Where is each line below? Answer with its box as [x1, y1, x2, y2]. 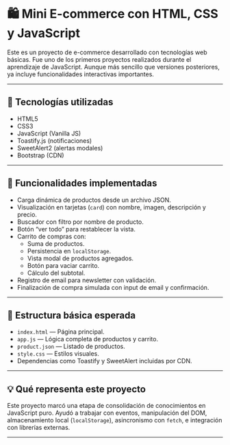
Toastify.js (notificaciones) [16, 136, 92, 145]
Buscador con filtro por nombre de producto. [16, 218, 144, 226]
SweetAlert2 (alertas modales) [16, 144, 103, 152]
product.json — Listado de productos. [16, 342, 125, 351]
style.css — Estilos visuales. [16, 350, 99, 358]
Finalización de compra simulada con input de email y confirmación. [16, 283, 209, 291]
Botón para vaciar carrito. [27, 261, 100, 269]
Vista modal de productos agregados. [27, 254, 134, 262]
